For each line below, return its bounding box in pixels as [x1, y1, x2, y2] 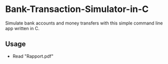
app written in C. [5, 25, 40, 31]
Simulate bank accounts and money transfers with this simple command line [5, 20, 163, 26]
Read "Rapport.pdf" [12, 53, 54, 59]
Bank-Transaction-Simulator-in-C [5, 3, 149, 15]
